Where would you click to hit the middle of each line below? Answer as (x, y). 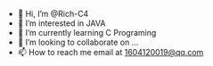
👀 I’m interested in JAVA (61, 23)
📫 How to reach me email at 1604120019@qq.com (111, 52)
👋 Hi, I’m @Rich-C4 (53, 14)
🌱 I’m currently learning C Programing (87, 33)
